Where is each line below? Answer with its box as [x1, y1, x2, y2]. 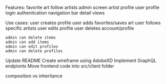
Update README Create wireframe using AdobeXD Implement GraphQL [5, 57, 157, 64]
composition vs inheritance [5, 73, 63, 79]
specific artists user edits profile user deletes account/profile [5, 25, 134, 31]
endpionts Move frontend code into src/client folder [5, 63, 114, 69]
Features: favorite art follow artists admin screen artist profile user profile [5, 5, 160, 10]
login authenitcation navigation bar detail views [5, 10, 105, 16]
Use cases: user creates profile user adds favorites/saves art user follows [5, 20, 161, 26]
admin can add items [5, 39, 50, 45]
